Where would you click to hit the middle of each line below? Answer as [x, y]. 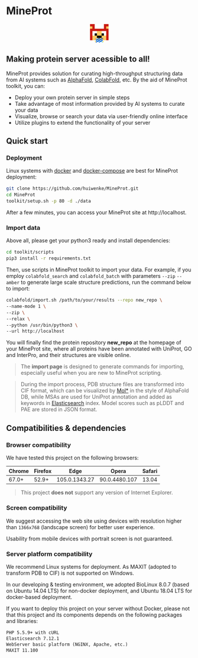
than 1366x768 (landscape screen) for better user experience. [80, 527]
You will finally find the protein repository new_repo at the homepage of [94, 343]
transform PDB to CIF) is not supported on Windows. [70, 573]
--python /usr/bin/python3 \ [42, 325]
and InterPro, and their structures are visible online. [69, 355]
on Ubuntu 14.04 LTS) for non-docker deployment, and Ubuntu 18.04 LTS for [99, 591]
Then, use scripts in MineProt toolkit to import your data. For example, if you [99, 270]
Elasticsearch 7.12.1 [33, 638]
